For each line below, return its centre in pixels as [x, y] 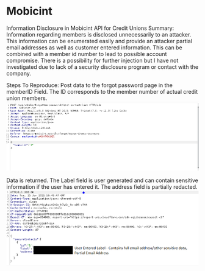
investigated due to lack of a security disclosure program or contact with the [103, 67]
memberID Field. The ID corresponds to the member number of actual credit [102, 91]
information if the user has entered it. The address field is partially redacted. [102, 186]
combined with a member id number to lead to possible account [87, 54]
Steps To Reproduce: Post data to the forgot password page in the [89, 85]
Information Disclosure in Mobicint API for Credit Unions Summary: [90, 28]
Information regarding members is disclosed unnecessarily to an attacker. [99, 34]
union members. [27, 98]
